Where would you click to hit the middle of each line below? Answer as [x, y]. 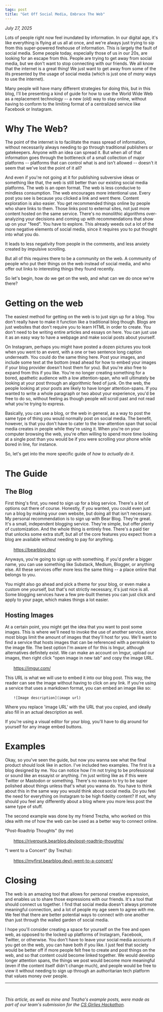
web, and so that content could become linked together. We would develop [80, 955]
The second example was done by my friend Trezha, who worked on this [78, 816]
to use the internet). [25, 79]
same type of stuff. [24, 807]
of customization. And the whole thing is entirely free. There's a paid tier [77, 529]
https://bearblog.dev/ [35, 550]
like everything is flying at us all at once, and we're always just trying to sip [80, 42]
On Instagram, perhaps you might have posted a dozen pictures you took [78, 347]
